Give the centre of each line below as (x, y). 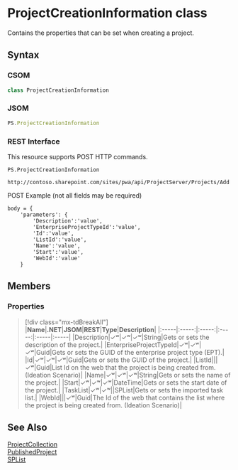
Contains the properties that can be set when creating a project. (101, 33)
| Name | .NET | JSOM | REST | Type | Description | (91, 329)
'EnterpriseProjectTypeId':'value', (87, 227)
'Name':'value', (57, 246)
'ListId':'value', (60, 240)
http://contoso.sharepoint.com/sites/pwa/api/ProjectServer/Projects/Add (119, 182)
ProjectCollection (33, 444)
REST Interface (34, 141)
